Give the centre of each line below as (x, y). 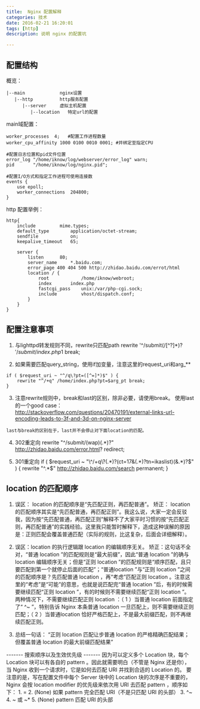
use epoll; (30, 187)
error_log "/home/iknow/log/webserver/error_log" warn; (77, 159)
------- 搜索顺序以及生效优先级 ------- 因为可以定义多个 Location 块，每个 (98, 655)
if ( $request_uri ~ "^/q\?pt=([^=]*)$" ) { (62, 375)
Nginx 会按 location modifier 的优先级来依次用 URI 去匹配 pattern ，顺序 (94, 684)
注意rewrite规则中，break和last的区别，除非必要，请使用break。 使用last (104, 398)
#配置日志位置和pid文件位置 (36, 154)
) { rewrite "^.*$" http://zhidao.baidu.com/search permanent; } (91, 468)
